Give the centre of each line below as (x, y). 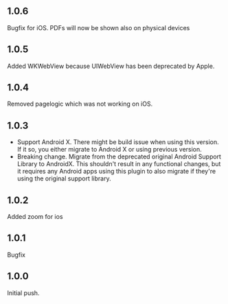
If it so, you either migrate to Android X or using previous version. (110, 150)
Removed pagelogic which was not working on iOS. (80, 104)
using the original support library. (64, 178)
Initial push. (23, 293)
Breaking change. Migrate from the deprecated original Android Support (119, 156)
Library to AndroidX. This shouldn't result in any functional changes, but (119, 164)
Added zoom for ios (35, 217)
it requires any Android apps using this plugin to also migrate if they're (116, 172)
